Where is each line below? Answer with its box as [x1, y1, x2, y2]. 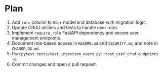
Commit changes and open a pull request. [11, 61, 97, 67]
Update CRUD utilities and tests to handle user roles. [11, 24, 119, 30]
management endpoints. [11, 35, 62, 41]
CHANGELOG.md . [11, 45, 40, 51]
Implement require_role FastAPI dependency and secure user [11, 30, 139, 36]
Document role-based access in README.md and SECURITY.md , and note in [11, 40, 158, 46]
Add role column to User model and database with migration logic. [11, 19, 147, 25]
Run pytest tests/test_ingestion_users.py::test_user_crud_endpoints [11, 50, 159, 57]
